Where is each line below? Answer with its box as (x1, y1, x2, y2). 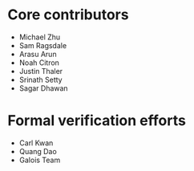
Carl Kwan (18, 138, 54, 148)
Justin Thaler (18, 66, 63, 75)
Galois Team (18, 155, 61, 165)
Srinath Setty (18, 75, 63, 84)
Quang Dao (18, 146, 57, 156)
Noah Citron (18, 58, 59, 67)
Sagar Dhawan (18, 83, 69, 93)
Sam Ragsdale (18, 40, 67, 50)
